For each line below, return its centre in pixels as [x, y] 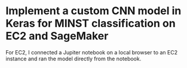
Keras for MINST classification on [91, 23]
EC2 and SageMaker [57, 36]
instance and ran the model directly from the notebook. [73, 59]
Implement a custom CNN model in [93, 11]
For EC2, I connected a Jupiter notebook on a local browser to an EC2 [91, 52]
